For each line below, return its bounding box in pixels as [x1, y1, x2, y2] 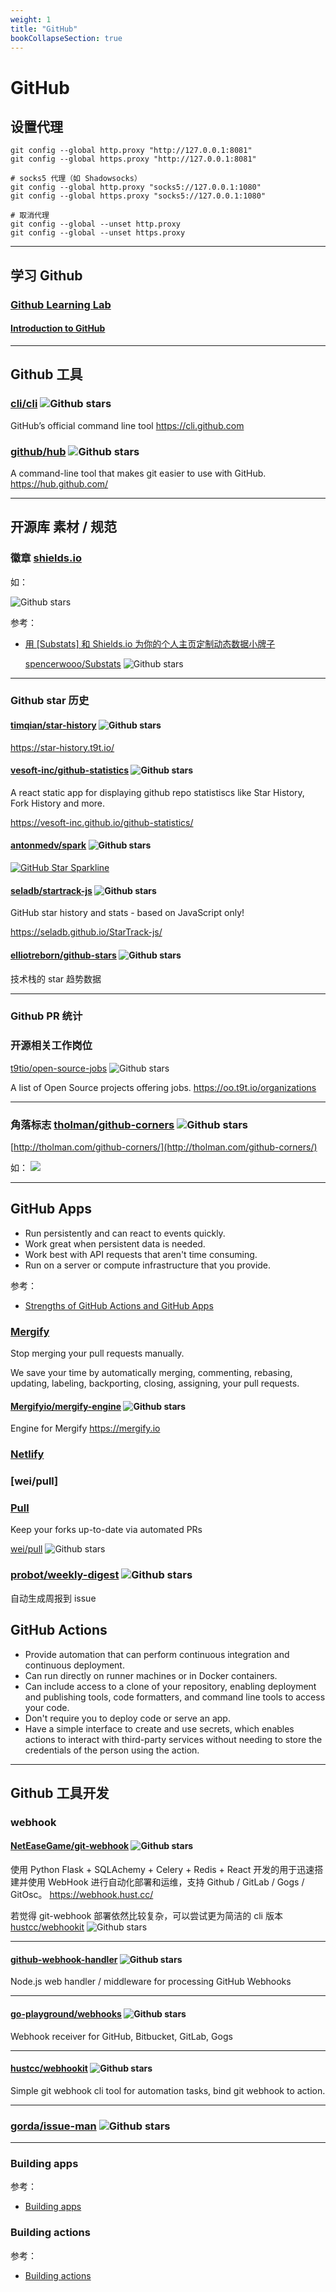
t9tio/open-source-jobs [10, 1062, 108, 1074]
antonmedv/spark [10, 839, 87, 851]
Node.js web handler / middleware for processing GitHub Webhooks [10, 1976, 292, 1988]
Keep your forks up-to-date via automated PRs [10, 1524, 203, 1536]
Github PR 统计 [10, 1009, 83, 1023]
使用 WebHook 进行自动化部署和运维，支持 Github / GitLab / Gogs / [27, 1876, 305, 1888]
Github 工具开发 [10, 1784, 110, 1801]
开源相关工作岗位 [10, 1039, 93, 1053]
